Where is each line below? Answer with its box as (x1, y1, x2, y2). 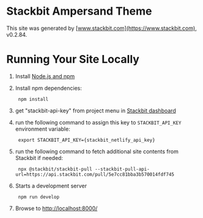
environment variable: (15, 125, 70, 133)
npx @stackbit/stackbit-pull (18, 166, 93, 172)
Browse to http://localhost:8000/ (15, 205, 98, 212)
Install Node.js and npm (15, 72, 75, 80)
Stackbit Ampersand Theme (6, 4, 152, 18)
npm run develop (18, 194, 60, 200)
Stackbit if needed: (15, 154, 63, 161)
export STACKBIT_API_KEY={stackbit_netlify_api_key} (18, 137, 155, 143)
